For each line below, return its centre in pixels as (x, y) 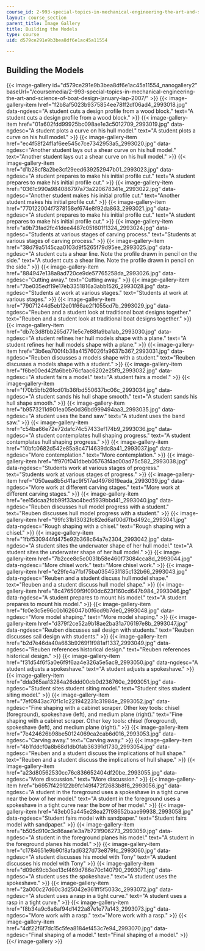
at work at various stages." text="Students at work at (121, 292)
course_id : (20, 12)
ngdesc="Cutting (28, 280)
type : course (23, 35)
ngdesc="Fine (24, 707)
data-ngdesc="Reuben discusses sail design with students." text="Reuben (100, 630)
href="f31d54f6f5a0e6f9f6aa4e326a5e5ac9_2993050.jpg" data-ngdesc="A (102, 662)
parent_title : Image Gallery (43, 23)
